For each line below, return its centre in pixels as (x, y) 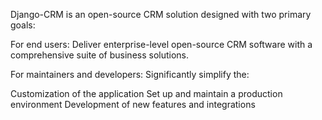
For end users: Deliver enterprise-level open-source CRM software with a (161, 44)
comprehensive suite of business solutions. (100, 55)
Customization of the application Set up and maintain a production (146, 93)
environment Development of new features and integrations (133, 104)
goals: (23, 25)
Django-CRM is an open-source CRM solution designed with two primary (161, 14)
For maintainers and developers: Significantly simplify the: (130, 74)
